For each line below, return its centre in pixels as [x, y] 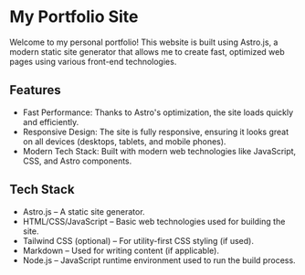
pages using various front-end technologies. [93, 61]
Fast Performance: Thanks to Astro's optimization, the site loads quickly [158, 112]
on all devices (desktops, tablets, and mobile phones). [124, 141]
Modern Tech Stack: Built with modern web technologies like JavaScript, [159, 151]
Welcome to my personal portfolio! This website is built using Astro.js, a [144, 42]
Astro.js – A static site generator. [84, 211]
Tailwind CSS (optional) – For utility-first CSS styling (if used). [138, 240]
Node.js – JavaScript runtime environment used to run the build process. [159, 260]
